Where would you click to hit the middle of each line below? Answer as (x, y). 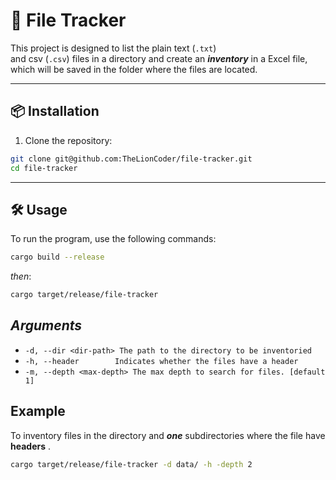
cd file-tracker (44, 168)
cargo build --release (57, 257)
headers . (31, 446)
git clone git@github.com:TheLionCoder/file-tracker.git (131, 159)
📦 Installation (55, 111)
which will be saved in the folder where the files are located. (134, 69)
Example (38, 411)
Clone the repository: (68, 140)
